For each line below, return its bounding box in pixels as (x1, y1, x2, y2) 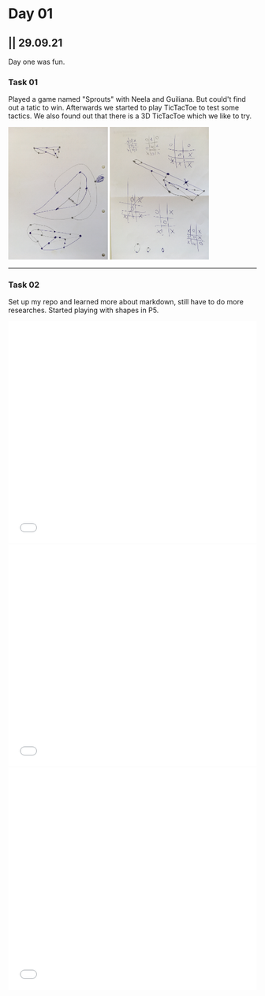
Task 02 (8, 279, 40, 290)
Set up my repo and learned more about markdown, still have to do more (8, 297, 244, 307)
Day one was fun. (8, 57, 65, 66)
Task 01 (8, 76, 38, 88)
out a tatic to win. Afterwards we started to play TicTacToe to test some (8, 103, 239, 113)
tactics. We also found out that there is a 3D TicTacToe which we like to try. (8, 111, 252, 121)
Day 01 (8, 5, 54, 23)
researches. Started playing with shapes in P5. (8, 305, 159, 315)
